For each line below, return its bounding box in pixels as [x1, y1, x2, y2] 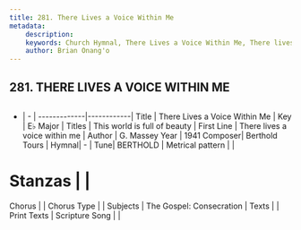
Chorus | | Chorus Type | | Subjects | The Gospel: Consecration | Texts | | [9, 200, 279, 211]
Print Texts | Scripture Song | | [9, 209, 121, 220]
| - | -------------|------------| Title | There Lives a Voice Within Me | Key [21, 111, 292, 122]
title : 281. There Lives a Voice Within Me [9, 13, 175, 22]
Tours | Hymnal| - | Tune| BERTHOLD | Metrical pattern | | [21, 140, 236, 150]
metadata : [9, 21, 47, 30]
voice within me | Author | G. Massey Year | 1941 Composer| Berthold [21, 130, 278, 141]
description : [25, 30, 74, 38]
